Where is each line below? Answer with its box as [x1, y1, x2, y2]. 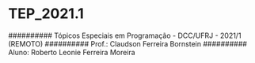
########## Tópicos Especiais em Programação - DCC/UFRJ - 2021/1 [8, 31, 242, 40]
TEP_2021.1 [8, 5, 85, 23]
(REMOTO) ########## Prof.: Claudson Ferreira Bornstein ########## [8, 39, 248, 48]
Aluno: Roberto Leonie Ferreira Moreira [8, 47, 136, 57]
